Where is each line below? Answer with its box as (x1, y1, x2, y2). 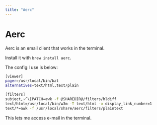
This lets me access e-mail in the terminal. (5, 115, 92, 121)
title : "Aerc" (5, 7, 35, 12)
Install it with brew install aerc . (5, 55, 71, 61)
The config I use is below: (5, 64, 58, 70)
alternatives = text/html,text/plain (5, 83, 79, 88)
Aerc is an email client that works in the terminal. (5, 45, 105, 51)
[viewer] (5, 74, 23, 79)
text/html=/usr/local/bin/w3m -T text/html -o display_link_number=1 (5, 101, 153, 106)
